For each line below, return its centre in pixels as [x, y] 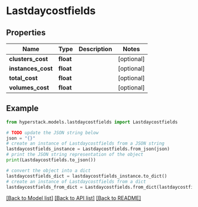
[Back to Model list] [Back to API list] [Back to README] [74, 198]
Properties [26, 33]
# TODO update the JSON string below [52, 133]
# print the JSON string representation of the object [75, 155]
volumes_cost [29, 88]
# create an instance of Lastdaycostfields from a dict [76, 181]
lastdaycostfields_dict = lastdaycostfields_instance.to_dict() [87, 176]
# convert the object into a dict [49, 171]
